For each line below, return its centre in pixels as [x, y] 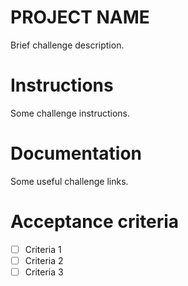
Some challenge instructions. [70, 113]
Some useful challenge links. [69, 181]
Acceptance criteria [95, 222]
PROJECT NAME [80, 17]
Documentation [76, 153]
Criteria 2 [44, 260]
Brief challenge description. [67, 45]
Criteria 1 [43, 249]
